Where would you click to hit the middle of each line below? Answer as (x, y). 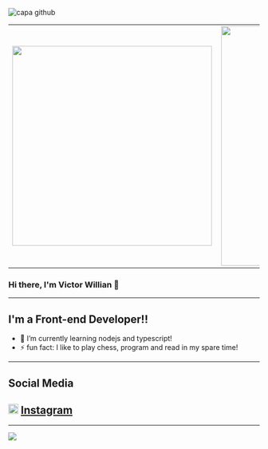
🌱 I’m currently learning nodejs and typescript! (96, 339)
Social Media (41, 383)
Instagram (47, 410)
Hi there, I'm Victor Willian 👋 (64, 284)
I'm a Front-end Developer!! (79, 319)
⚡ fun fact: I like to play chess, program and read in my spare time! (129, 348)
